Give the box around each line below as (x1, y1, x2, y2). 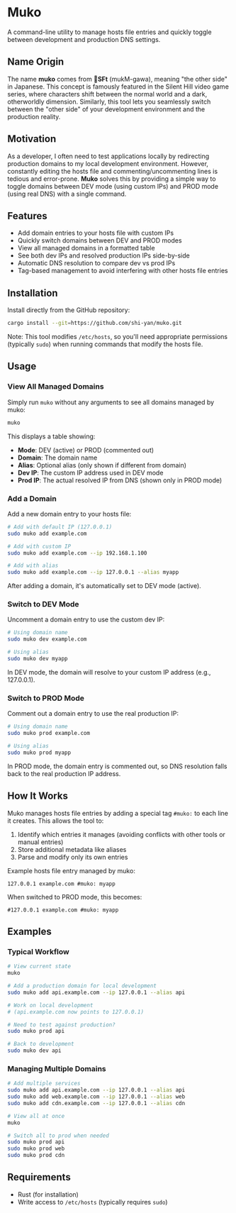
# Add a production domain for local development (7, 982, 157, 990)
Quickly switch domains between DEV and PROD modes (17, 236, 182, 245)
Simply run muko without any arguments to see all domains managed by (7, 398, 215, 406)
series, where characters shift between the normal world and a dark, (7, 89, 208, 98)
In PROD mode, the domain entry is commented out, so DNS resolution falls (7, 762, 227, 770)
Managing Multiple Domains (7, 1063, 106, 1073)
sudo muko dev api (7, 1047, 62, 1054)
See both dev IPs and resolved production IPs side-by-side (17, 251, 190, 260)
